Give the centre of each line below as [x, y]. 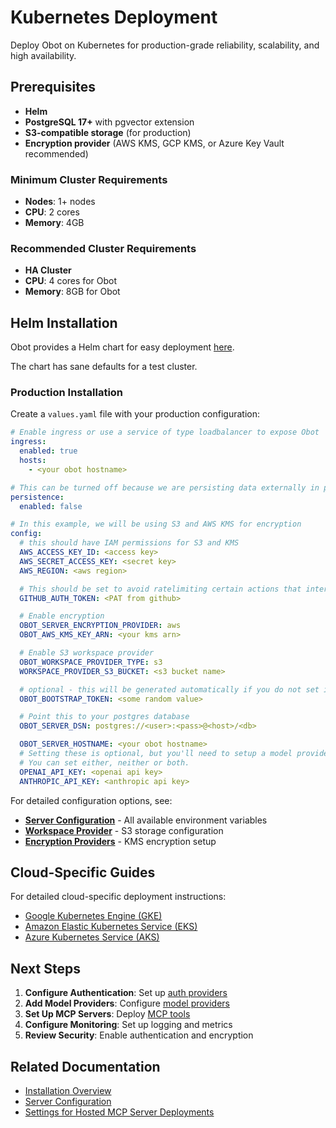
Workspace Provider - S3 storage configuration [124, 830]
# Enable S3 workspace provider [87, 653]
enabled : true [48, 451]
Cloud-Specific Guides [83, 872]
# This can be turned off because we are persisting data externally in [165, 487]
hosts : [33, 461]
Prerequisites [53, 87]
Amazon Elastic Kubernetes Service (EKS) [111, 927]
